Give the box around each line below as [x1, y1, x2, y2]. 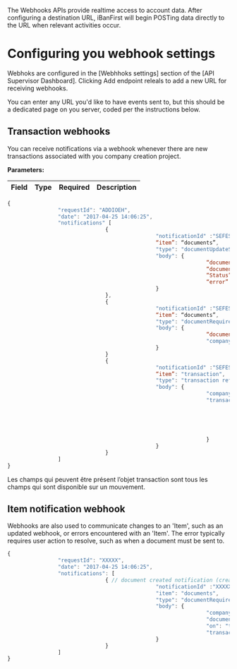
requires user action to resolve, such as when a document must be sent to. [7, 536, 225, 546]
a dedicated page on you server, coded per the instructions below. [7, 105, 201, 114]
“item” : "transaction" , [155, 370, 226, 378]
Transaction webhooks [7, 126, 111, 138]
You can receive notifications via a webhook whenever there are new [7, 144, 208, 152]
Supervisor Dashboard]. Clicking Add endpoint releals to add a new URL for [7, 76, 227, 85]
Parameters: [7, 165, 44, 174]
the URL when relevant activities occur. [7, 21, 121, 29]
